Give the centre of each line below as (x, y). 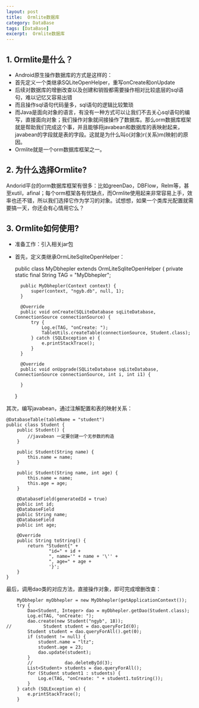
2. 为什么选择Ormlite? (47, 170)
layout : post (22, 12)
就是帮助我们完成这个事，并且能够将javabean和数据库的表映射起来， (99, 127)
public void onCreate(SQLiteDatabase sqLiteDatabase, (88, 312)
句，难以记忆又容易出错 (43, 97)
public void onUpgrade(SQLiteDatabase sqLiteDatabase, (90, 369)
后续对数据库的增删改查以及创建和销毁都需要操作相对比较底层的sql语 (99, 89)
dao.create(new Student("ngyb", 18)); (75, 621)
